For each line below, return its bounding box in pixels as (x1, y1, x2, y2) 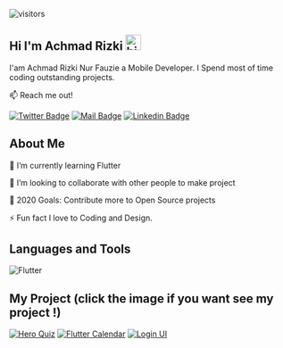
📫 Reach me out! (9, 89, 73, 100)
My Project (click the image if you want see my (9, 291, 274, 306)
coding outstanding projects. (9, 71, 115, 82)
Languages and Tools (9, 242, 131, 257)
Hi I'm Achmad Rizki (9, 38, 123, 54)
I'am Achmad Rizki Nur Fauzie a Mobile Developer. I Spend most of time (9, 62, 274, 73)
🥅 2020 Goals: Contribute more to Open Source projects (9, 195, 216, 205)
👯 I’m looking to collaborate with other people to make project (9, 177, 236, 187)
